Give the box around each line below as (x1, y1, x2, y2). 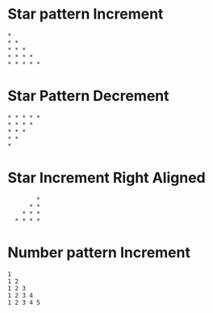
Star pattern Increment (7, 5, 164, 23)
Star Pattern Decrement (7, 87, 170, 105)
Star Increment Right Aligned (7, 169, 207, 187)
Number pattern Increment (7, 243, 191, 261)
